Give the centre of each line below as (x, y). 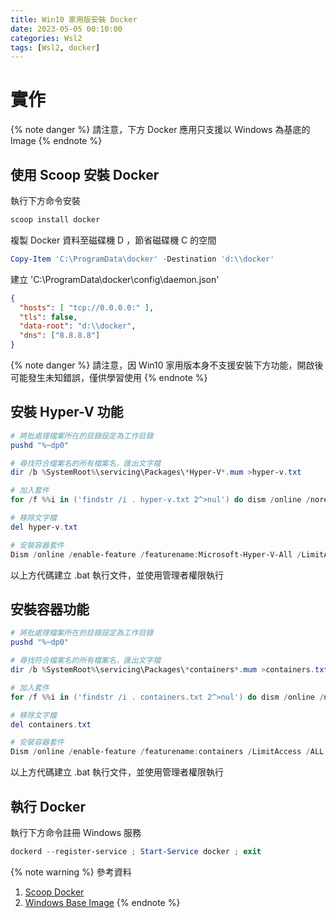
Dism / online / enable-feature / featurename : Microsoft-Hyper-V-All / (156, 554)
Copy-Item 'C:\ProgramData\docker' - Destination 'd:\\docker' (142, 259)
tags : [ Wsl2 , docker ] (55, 47)
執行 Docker (48, 806)
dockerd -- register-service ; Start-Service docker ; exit (136, 851)
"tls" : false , (48, 317)
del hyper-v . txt (44, 527)
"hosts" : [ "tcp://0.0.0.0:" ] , (87, 307)
